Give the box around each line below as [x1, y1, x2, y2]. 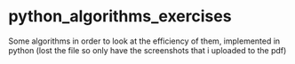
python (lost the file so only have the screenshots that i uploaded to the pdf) [8, 44, 287, 55]
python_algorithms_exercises [8, 6, 232, 27]
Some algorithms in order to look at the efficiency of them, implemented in [8, 36, 281, 46]
